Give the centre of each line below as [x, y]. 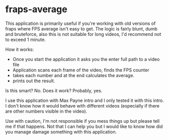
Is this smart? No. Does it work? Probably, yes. [54, 90]
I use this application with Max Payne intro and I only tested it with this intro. [84, 100]
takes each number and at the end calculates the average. [73, 75]
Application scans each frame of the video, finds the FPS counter [81, 70]
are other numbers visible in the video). [46, 111]
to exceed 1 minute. [26, 40]
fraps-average [36, 9]
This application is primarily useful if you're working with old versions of [80, 23]
